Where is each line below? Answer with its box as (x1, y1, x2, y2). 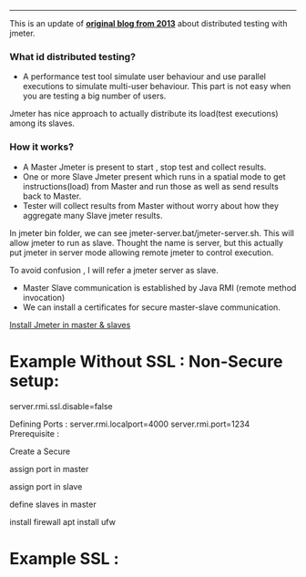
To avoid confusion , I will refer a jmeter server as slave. (9, 264, 219, 275)
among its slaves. (9, 118, 76, 129)
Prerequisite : (9, 428, 59, 438)
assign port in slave (9, 480, 83, 492)
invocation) (22, 292, 66, 303)
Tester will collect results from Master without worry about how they (22, 200, 280, 211)
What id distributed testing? (9, 50, 137, 63)
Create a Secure (9, 446, 71, 457)
